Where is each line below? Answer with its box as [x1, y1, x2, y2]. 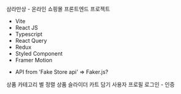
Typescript [15, 31, 43, 38]
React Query [15, 37, 47, 44]
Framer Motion [15, 57, 53, 63]
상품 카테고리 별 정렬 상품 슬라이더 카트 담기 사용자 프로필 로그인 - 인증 [6, 81, 175, 88]
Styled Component [15, 50, 63, 57]
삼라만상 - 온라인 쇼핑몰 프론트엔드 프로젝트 [6, 5, 110, 12]
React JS [15, 24, 39, 31]
